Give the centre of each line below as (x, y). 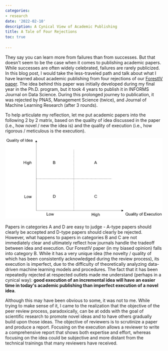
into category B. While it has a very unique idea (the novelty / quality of (78, 253)
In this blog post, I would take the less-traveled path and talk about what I (81, 73)
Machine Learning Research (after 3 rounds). (51, 105)
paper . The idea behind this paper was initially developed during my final (80, 84)
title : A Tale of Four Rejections (41, 32)
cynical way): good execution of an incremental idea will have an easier (80, 280)
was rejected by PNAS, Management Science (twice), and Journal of (76, 100)
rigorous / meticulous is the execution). (45, 131)
